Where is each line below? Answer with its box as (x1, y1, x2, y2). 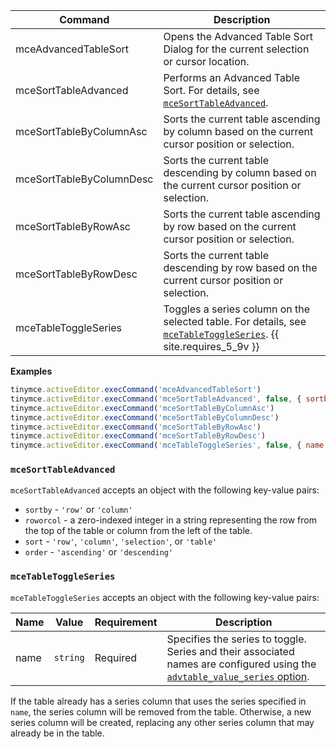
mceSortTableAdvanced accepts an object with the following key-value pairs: (10, 484, 320, 496)
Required (94, 650, 138, 664)
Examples (10, 365, 53, 377)
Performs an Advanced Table (163, 71, 300, 84)
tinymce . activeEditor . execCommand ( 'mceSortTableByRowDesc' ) (10, 431, 267, 441)
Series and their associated (166, 644, 295, 658)
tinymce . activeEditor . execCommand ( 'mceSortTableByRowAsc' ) (10, 422, 262, 432)
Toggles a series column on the (163, 302, 311, 316)
